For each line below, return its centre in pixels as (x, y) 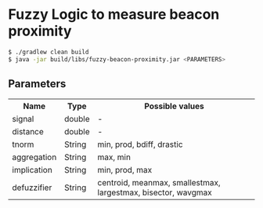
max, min (114, 157)
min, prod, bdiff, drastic (140, 144)
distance (28, 131)
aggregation (34, 157)
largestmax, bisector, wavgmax (155, 192)
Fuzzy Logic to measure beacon (114, 15)
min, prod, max (125, 170)
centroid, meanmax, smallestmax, (159, 182)
